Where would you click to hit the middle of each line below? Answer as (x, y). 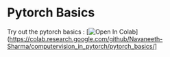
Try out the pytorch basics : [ (48, 32)
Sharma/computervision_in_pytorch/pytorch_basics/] (82, 46)
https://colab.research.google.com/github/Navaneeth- (86, 38)
